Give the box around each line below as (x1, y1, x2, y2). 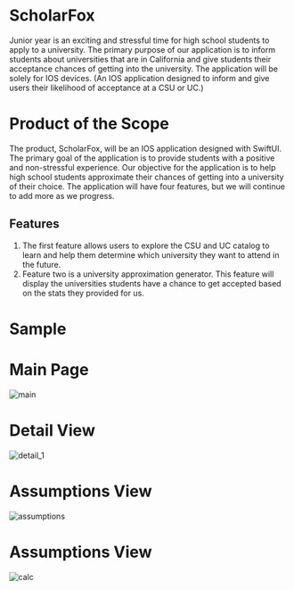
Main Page (9, 360, 89, 380)
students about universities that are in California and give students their (9, 54, 272, 64)
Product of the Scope (9, 113, 169, 134)
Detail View (9, 420, 95, 440)
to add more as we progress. (9, 190, 115, 201)
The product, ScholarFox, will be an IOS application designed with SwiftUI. (9, 143, 282, 154)
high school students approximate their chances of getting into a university (9, 171, 284, 182)
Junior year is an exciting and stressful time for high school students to (9, 35, 270, 46)
